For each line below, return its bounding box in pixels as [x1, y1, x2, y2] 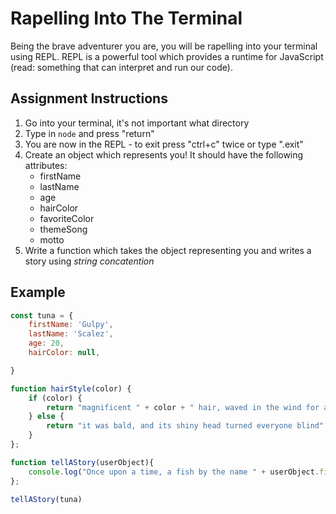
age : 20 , [28, 338, 65, 349]
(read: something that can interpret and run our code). [10, 61, 233, 73]
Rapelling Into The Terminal [10, 7, 243, 30]
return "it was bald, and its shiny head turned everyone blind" [46, 421, 325, 431]
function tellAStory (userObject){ [10, 457, 155, 467]
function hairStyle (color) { [10, 383, 132, 394]
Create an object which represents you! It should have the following [24, 148, 304, 161]
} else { [28, 412, 65, 422]
